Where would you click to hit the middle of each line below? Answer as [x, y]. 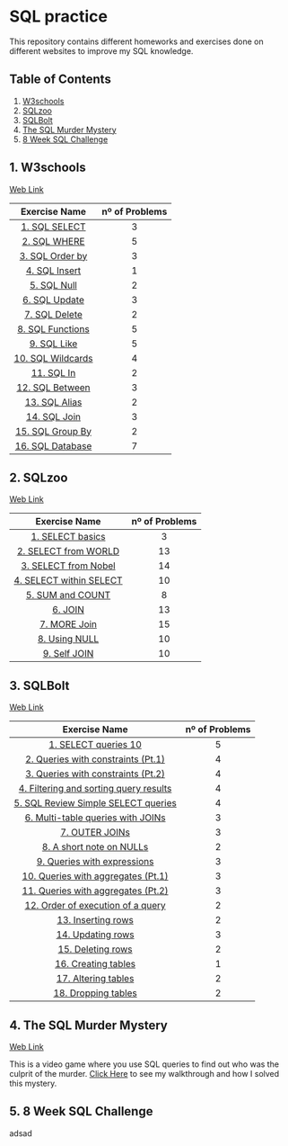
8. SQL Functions [53, 328]
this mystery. [33, 1083]
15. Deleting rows [95, 949]
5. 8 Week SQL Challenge [81, 1111]
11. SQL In [53, 372]
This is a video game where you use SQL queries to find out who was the [144, 1064]
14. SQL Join [53, 416]
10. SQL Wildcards [53, 358]
